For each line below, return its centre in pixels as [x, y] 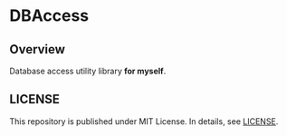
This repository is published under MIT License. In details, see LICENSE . [144, 121]
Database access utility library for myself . [88, 71]
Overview [38, 49]
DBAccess [49, 16]
